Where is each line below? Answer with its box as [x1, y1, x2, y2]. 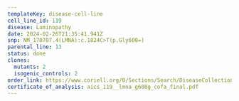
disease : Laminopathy [7, 23, 72, 31]
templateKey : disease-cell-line [7, 10, 103, 18]
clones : [7, 57, 31, 64]
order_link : [7, 76, 43, 84]
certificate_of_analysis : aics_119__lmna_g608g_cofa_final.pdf [7, 83, 199, 90]
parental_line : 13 [7, 43, 62, 51]
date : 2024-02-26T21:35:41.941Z [7, 30, 103, 38]
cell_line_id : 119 [7, 17, 62, 24]
